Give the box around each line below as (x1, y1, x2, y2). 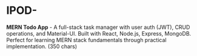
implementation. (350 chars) (6, 43, 78, 50)
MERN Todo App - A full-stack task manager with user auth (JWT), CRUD (6, 23, 190, 31)
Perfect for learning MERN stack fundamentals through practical (6, 36, 167, 43)
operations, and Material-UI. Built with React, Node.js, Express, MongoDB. (6, 30, 192, 37)
